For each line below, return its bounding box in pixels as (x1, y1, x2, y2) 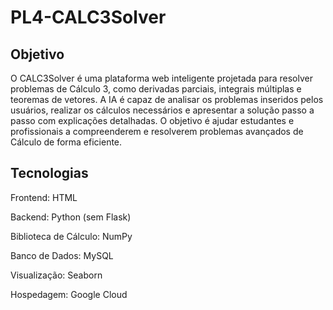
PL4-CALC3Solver (10, 6, 167, 29)
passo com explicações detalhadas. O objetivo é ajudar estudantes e (10, 115, 295, 126)
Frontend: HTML (10, 191, 78, 203)
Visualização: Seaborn (10, 269, 103, 281)
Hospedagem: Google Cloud (10, 288, 128, 300)
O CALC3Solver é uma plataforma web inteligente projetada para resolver (10, 72, 313, 84)
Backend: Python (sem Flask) (10, 211, 132, 223)
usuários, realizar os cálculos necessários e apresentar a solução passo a (10, 104, 315, 116)
